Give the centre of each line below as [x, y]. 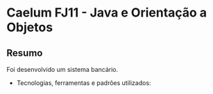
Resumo [25, 53]
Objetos [30, 27]
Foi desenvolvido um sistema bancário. [62, 69]
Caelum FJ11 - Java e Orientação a [107, 13]
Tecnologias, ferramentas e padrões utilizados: [84, 83]
